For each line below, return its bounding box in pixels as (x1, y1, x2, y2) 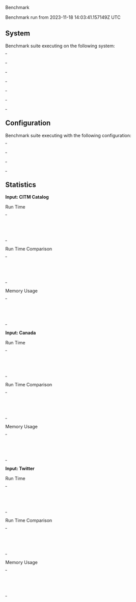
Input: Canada (5, 330, 36, 336)
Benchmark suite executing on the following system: (5, 43, 115, 49)
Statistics (5, 180, 37, 189)
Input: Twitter (5, 466, 35, 472)
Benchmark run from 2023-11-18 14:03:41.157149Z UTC (5, 14, 121, 20)
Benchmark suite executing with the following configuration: (5, 132, 131, 138)
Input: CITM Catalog (5, 194, 49, 200)
